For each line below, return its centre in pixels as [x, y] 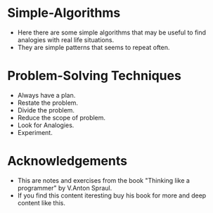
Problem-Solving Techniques [94, 76]
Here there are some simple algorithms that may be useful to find [111, 32]
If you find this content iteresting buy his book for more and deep [112, 195]
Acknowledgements [67, 161]
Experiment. [35, 132]
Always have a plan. [46, 95]
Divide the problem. [46, 110]
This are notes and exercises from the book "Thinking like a [103, 180]
